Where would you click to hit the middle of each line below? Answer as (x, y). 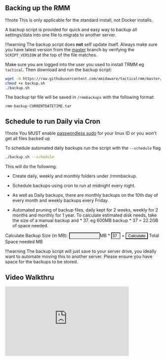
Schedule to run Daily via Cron (53, 121)
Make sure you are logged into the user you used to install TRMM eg (75, 64)
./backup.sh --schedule (30, 157)
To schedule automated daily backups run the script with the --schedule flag (83, 148)
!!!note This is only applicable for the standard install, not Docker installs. (79, 20)
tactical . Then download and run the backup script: (59, 70)
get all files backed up (28, 139)
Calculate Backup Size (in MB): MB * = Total (82, 236)
